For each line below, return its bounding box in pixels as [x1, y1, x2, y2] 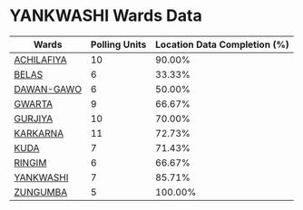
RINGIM [14, 156, 47, 168]
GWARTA [14, 97, 54, 110]
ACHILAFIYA [14, 53, 67, 66]
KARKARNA [14, 127, 64, 139]
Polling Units [90, 38, 147, 51]
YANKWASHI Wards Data [9, 5, 202, 26]
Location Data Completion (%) [155, 38, 289, 51]
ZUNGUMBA [14, 186, 68, 198]
